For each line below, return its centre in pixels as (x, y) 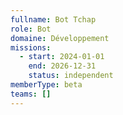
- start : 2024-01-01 (62, 57)
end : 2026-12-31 (62, 66)
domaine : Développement (60, 38)
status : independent (71, 76)
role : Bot (31, 29)
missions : (31, 47)
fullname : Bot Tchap (53, 19)
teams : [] (31, 94)
